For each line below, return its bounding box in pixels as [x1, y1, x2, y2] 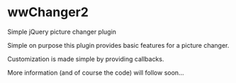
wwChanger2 [7, 4, 89, 20]
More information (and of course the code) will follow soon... [7, 68, 184, 77]
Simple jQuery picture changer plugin [7, 27, 117, 36]
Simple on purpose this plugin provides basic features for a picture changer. [7, 41, 230, 49]
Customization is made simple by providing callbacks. [7, 54, 164, 63]
